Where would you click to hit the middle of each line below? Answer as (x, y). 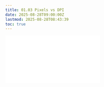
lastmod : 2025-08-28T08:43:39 (37, 19)
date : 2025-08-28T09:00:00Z (35, 15)
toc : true (16, 24)
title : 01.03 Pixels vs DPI (35, 10)
